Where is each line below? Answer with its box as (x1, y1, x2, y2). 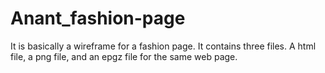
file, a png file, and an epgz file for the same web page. (10, 50, 238, 62)
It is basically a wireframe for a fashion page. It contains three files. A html (10, 40, 317, 52)
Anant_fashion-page (10, 7, 186, 30)
